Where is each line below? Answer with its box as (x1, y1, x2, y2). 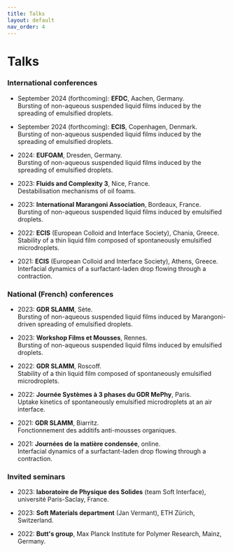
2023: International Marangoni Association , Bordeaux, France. (17, 200, 202, 208)
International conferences (7, 78, 98, 88)
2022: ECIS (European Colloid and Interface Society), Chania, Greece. (17, 228, 220, 237)
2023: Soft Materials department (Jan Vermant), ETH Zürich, (17, 509, 195, 517)
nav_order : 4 (7, 23, 45, 30)
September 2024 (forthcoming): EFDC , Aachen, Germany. (17, 94, 185, 102)
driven (17, 320, 36, 328)
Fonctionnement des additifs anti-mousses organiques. (17, 426, 177, 435)
